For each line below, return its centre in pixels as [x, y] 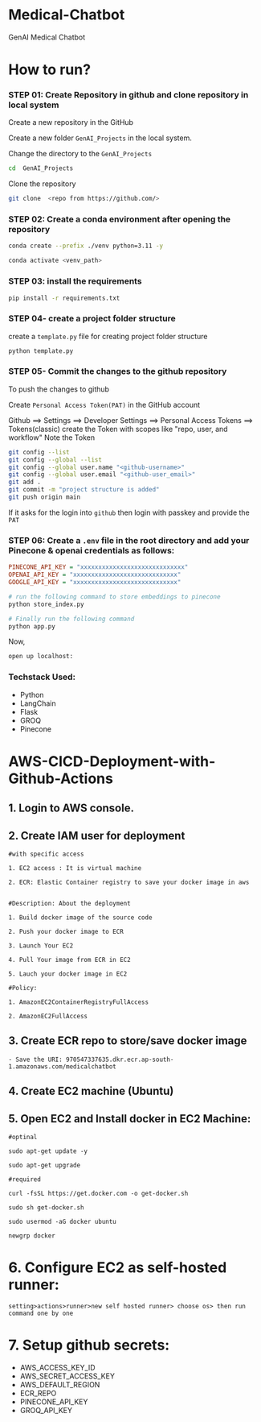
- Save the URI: [35, 1059]
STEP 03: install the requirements [75, 281]
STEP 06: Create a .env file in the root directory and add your [129, 540]
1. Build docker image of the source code [80, 917]
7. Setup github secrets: [89, 1345]
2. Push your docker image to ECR [66, 931]
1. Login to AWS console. [71, 808]
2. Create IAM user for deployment [97, 835]
